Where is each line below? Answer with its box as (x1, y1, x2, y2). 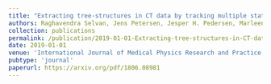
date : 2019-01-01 (8, 42, 67, 50)
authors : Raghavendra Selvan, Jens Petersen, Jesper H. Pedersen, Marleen (8, 19, 265, 27)
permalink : (8, 34, 45, 42)
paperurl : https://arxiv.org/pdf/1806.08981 (8, 64, 161, 72)
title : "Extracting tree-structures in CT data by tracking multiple (8, 11, 248, 20)
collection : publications (8, 26, 95, 34)
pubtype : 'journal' (8, 57, 74, 65)
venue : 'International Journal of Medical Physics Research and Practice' (8, 49, 265, 57)
